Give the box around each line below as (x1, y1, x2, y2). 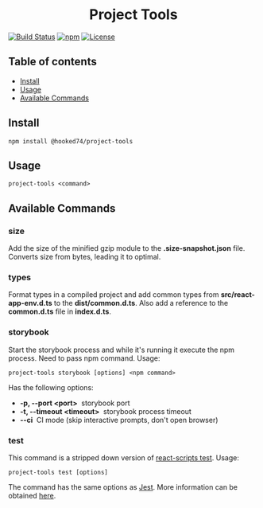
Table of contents (8, 55, 97, 68)
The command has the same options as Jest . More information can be (8, 482, 238, 491)
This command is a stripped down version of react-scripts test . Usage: (8, 452, 240, 463)
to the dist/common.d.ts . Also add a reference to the (53, 299, 229, 308)
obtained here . (8, 490, 56, 500)
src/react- (220, 290, 256, 299)
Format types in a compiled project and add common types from (8, 290, 219, 299)
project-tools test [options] (8, 468, 109, 476)
